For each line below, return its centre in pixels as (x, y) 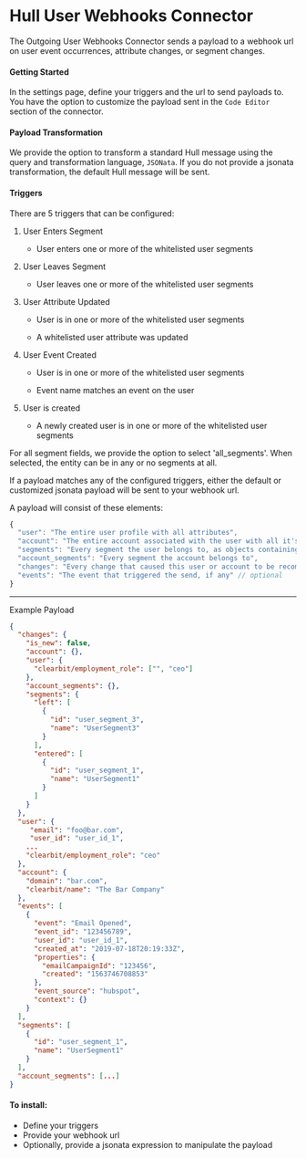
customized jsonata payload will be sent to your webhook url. (124, 490)
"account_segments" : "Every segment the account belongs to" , (138, 559)
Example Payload (42, 610)
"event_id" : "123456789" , (82, 932)
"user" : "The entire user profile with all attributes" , (128, 533)
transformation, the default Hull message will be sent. (110, 172)
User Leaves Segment (64, 266)
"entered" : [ (58, 754)
